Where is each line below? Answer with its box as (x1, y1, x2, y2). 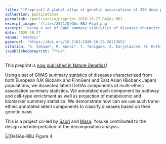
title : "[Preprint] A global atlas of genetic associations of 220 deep (5, 7, 158, 12)
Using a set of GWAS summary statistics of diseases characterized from (5, 72, 152, 78)
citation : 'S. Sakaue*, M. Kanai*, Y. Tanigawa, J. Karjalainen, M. (5, 44, 149, 49)
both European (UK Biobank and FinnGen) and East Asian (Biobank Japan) (5, 77, 157, 83)
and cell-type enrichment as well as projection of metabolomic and (5, 93, 142, 99)
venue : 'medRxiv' (5, 35, 41, 40)
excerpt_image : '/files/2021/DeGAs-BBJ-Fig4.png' (5, 21, 110, 26)
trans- (148, 98, 161, 104)
